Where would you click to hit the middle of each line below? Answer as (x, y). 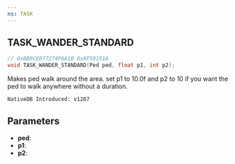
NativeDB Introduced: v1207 (49, 100)
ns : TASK (20, 14)
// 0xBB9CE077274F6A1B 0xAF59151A (58, 59)
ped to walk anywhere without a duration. (68, 86)
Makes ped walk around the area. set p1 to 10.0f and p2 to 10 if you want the (118, 79)
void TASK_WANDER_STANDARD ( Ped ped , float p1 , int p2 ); (91, 65)
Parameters (34, 121)
